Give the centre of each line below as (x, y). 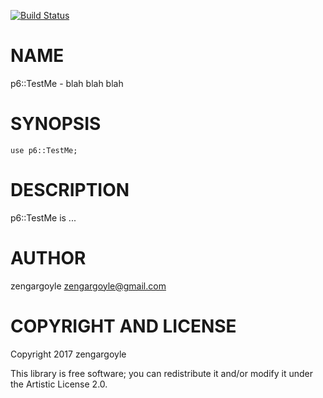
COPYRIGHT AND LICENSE (123, 326)
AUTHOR (48, 258)
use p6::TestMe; (44, 150)
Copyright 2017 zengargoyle (68, 354)
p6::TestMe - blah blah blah (67, 83)
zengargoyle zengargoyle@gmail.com (88, 286)
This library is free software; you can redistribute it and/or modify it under (162, 373)
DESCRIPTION (70, 190)
